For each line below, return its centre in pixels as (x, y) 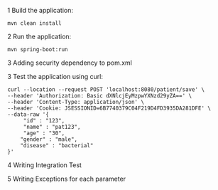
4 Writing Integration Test (44, 165)
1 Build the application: (40, 10)
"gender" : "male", (49, 139)
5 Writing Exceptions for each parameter (67, 179)
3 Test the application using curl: (55, 76)
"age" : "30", (44, 133)
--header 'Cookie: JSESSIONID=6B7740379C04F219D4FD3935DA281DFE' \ (109, 108)
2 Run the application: (39, 36)
